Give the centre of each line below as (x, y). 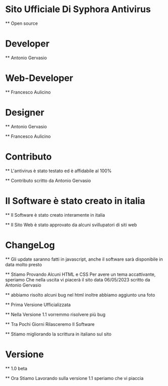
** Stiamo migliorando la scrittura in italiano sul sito (59, 334)
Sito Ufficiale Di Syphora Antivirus (78, 9)
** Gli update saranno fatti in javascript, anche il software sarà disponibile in (84, 259)
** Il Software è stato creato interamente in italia (55, 215)
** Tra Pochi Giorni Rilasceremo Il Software (50, 324)
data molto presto (23, 264)
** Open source (21, 23)
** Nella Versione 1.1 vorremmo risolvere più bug (55, 314)
